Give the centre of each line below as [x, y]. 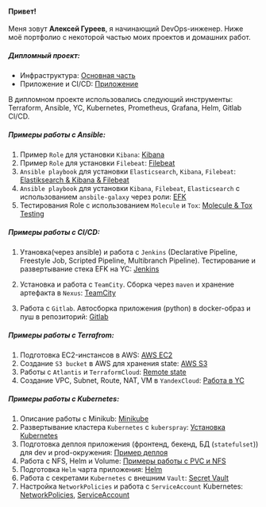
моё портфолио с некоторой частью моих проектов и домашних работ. [130, 37]
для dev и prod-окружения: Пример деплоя [94, 453]
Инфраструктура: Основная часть [77, 76]
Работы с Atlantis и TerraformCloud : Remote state [103, 372]
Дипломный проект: [44, 55]
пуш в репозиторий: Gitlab [64, 317]
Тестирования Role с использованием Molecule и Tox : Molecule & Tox [136, 205]
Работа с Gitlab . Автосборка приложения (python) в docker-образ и [135, 308]
